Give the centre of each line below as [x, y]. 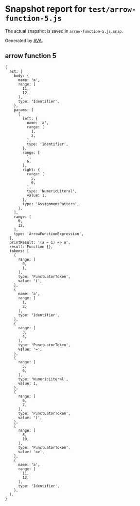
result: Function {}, [31, 247]
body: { [21, 76]
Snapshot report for [46, 9]
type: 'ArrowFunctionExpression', [49, 234]
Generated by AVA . [24, 41]
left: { [30, 118]
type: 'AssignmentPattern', [51, 204]
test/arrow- [112, 10]
